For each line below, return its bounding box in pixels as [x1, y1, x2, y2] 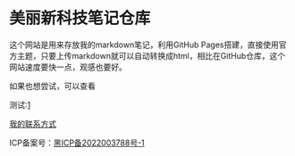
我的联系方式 [9, 118, 56, 129]
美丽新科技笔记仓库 [9, 8, 151, 29]
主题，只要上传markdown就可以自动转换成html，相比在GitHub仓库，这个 [16, 50, 286, 61]
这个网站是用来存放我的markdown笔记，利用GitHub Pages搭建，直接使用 [9, 39, 279, 50]
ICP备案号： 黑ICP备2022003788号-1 [9, 137, 145, 148]
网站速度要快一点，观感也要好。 [9, 62, 127, 72]
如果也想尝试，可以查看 [9, 80, 96, 91]
